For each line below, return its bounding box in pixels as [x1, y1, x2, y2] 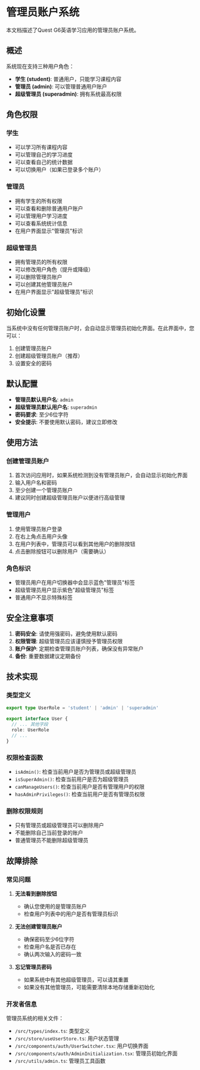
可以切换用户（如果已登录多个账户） [14, 166, 104, 174]
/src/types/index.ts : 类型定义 [14, 1028, 90, 1035]
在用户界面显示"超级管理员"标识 [14, 288, 94, 296]
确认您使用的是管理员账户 [23, 902, 87, 910]
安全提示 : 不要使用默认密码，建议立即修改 [14, 418, 118, 425]
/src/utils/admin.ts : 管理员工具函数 [14, 1057, 106, 1065]
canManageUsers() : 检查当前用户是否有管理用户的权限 [14, 783, 145, 790]
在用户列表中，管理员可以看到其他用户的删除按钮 [14, 540, 136, 548]
